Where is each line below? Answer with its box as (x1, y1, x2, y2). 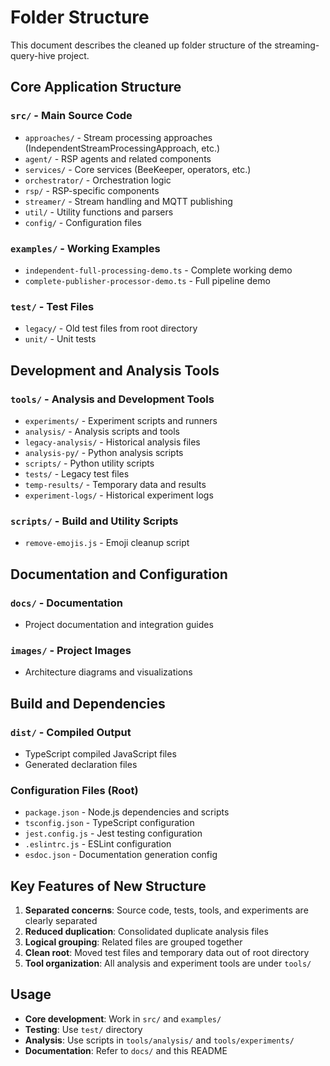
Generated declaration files (24, 758, 138, 770)
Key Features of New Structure (10, 877, 207, 895)
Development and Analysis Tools (10, 362, 220, 379)
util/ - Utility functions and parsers (24, 206, 174, 218)
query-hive (10, 49, 56, 61)
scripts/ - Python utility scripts (24, 457, 155, 469)
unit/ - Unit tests (24, 333, 97, 345)
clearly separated (24, 914, 98, 926)
